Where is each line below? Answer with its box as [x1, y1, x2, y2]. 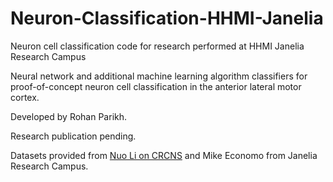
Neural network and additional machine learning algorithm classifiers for [10, 70, 308, 82]
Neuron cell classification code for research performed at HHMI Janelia [10, 40, 305, 52]
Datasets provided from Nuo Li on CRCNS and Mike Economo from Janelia [10, 149, 318, 161]
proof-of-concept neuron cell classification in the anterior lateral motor [10, 80, 302, 92]
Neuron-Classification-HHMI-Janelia [10, 7, 324, 30]
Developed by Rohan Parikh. [10, 110, 128, 122]
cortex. [10, 91, 40, 103]
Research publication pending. [10, 130, 137, 142]
